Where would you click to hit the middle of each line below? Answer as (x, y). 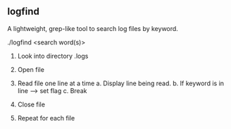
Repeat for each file (46, 118)
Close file (31, 104)
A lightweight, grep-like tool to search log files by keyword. (93, 28)
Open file (31, 69)
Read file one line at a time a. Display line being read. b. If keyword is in (120, 83)
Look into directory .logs (53, 56)
